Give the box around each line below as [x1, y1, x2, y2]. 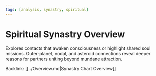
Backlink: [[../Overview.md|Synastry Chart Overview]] [5, 65, 116, 71]
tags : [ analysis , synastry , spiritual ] [5, 7, 89, 12]
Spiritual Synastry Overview [5, 28, 125, 40]
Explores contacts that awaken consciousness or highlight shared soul [5, 45, 151, 51]
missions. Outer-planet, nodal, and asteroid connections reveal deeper [5, 50, 151, 56]
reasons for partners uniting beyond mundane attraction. [5, 56, 123, 62]
